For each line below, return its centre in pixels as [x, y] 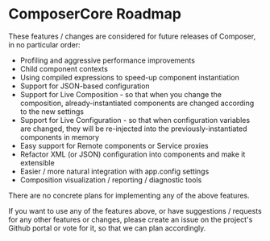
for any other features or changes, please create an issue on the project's [131, 219]
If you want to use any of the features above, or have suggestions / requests [135, 210]
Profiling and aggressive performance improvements [108, 60]
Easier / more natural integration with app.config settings [114, 171]
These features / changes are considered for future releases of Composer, [132, 36]
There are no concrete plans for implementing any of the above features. [129, 195]
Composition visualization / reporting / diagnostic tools [111, 180]
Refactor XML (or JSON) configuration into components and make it [133, 154]
